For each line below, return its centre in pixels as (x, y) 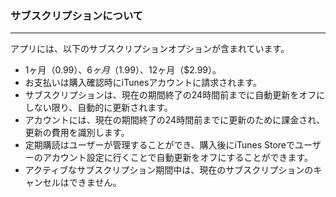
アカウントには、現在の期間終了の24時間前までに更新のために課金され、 (175, 120)
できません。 (95, 183)
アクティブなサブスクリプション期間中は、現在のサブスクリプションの (169, 170)
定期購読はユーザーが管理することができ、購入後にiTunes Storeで (159, 145)
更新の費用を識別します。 (77, 133)
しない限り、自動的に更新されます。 (98, 108)
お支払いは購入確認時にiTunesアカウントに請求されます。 (143, 83)
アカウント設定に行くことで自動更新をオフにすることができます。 (178, 158)
